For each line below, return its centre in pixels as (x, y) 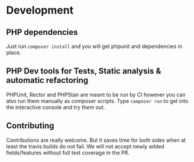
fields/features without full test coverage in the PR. (68, 153)
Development (40, 10)
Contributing (30, 126)
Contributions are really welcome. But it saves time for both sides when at (96, 140)
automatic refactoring (47, 80)
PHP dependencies (42, 32)
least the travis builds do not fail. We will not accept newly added (85, 146)
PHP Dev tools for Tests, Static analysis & (84, 71)
